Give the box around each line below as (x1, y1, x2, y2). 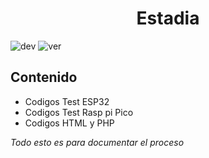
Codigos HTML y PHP (24, 117, 115, 129)
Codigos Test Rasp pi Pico (24, 106, 134, 118)
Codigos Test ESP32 (24, 95, 110, 107)
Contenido (10, 69, 78, 86)
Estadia (136, 7, 200, 30)
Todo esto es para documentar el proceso (10, 136, 185, 148)
